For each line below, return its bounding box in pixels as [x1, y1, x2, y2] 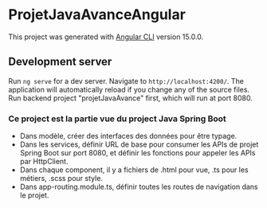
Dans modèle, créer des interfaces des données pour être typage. [19, 131, 238, 141]
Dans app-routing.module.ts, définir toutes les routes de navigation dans [19, 182, 258, 192]
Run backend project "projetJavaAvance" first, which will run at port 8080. [8, 93, 253, 103]
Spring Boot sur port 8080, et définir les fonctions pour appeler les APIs [19, 148, 257, 158]
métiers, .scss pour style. [19, 174, 104, 183]
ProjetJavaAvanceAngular [8, 6, 186, 24]
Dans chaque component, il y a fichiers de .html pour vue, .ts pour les [19, 165, 249, 175]
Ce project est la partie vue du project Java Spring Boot [8, 113, 227, 124]
